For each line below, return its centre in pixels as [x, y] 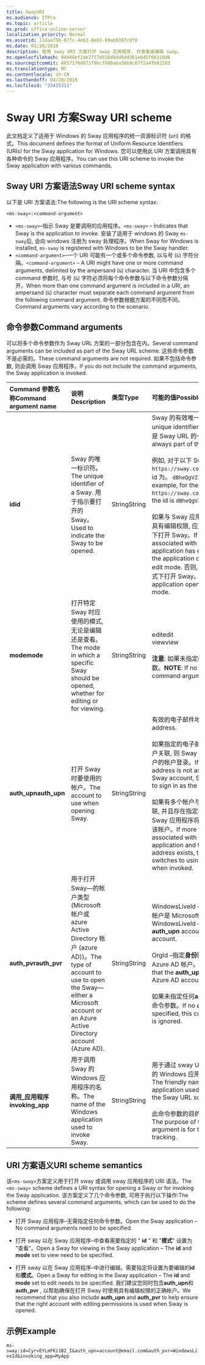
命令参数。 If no [174, 1005]
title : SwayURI [26, 12]
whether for [88, 693]
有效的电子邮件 [173, 719]
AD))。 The [86, 956]
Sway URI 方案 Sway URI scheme [89, 118]
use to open [88, 980]
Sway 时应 [86, 612]
